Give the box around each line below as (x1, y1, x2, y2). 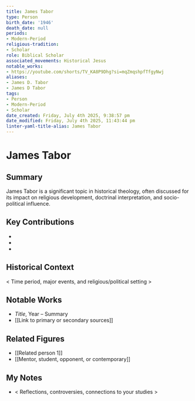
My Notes (6, 373, 43, 383)
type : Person (6, 14, 38, 20)
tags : (6, 91, 19, 96)
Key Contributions (6, 217, 75, 227)
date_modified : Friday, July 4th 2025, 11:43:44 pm (6, 118, 135, 124)
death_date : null (6, 25, 49, 31)
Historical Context (6, 262, 75, 272)
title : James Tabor (6, 8, 54, 15)
